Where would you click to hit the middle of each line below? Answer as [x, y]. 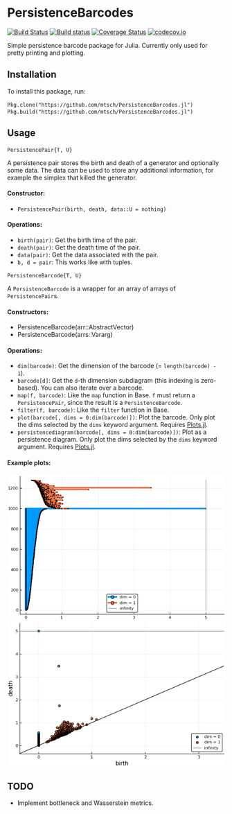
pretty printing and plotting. [46, 53]
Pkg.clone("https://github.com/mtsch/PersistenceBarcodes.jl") [100, 105]
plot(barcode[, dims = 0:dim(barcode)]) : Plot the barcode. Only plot [116, 417]
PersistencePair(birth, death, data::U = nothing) [92, 209]
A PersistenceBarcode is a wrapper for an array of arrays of [92, 288]
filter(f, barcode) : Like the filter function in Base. [93, 410]
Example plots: [29, 462]
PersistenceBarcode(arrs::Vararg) [65, 335]
